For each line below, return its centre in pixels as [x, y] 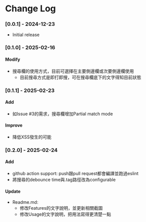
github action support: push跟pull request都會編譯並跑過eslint [75, 174]
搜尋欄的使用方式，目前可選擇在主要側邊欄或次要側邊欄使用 [73, 71]
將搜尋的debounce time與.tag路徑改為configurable [64, 180]
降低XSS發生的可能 [32, 137]
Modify [13, 59]
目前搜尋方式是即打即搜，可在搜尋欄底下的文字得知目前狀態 [80, 77]
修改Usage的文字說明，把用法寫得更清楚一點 [65, 214]
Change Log [30, 9]
